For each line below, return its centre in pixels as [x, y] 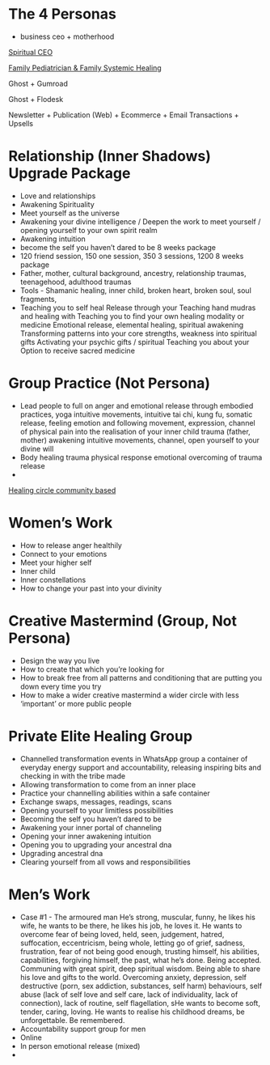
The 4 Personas [63, 14]
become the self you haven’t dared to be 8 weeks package [118, 247]
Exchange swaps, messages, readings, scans [96, 801]
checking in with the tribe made [73, 776]
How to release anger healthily [71, 545]
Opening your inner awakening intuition [86, 836]
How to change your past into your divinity [91, 588]
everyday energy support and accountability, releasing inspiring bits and [140, 767]
